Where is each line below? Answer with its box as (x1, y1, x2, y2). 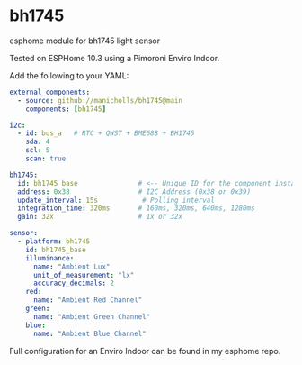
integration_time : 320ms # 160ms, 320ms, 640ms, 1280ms (17, 204, 255, 213)
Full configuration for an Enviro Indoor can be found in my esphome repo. (9, 345, 281, 356)
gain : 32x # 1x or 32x (17, 213, 182, 222)
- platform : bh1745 (17, 237, 91, 246)
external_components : (9, 87, 91, 96)
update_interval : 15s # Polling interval (17, 196, 216, 205)
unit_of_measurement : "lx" (32, 270, 135, 279)
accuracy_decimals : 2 (32, 278, 115, 288)
